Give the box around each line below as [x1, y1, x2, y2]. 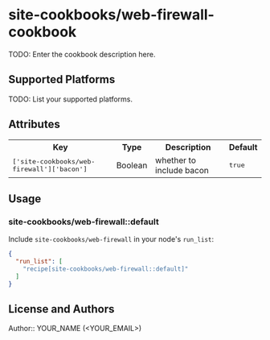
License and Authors [8, 302, 115, 316]
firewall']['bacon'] [12, 164, 88, 173]
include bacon [155, 164, 209, 176]
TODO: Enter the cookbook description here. [8, 49, 156, 59]
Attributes [8, 118, 60, 131]
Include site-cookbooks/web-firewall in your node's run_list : [8, 234, 215, 244]
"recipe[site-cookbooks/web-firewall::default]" [22, 265, 189, 273]
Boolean [116, 160, 148, 171]
